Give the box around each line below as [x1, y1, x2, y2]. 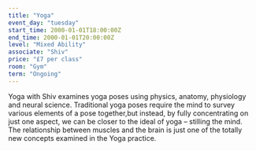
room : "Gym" [8, 63, 47, 71]
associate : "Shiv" [8, 48, 69, 56]
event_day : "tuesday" [8, 19, 80, 27]
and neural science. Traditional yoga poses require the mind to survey [8, 100, 235, 109]
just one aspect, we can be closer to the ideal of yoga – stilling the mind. [8, 116, 243, 126]
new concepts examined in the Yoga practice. [8, 133, 157, 142]
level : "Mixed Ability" [8, 41, 87, 49]
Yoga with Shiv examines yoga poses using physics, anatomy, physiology [8, 91, 247, 101]
